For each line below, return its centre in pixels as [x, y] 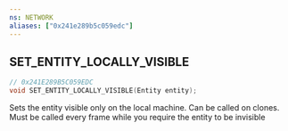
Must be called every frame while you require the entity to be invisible [137, 118]
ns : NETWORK [31, 17]
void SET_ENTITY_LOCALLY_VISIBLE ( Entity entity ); [103, 91]
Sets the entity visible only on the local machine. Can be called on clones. [144, 108]
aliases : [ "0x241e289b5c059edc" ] [71, 26]
